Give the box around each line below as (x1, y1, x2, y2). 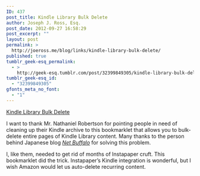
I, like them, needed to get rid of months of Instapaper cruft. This (6, 150, 165, 158)
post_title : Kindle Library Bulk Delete (6, 14, 108, 20)
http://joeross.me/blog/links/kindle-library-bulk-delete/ (11, 48, 161, 54)
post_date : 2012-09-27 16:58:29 (6, 25, 86, 32)
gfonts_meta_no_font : (6, 87, 60, 92)
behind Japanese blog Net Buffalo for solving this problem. (6, 138, 151, 146)
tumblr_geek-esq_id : (6, 75, 58, 81)
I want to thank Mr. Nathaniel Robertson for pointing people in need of (6, 120, 177, 127)
